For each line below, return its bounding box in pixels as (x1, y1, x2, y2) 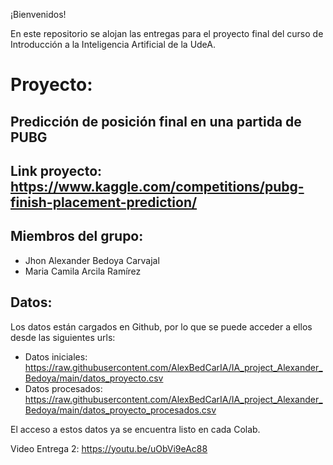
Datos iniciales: (24, 350, 88, 363)
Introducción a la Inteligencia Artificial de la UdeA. (10, 39, 217, 50)
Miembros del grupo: (10, 228, 144, 245)
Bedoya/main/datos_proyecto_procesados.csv (24, 404, 217, 416)
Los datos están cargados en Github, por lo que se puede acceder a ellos (10, 320, 313, 333)
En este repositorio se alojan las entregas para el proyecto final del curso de (10, 28, 324, 39)
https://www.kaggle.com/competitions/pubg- (10, 178, 305, 195)
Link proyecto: (10, 162, 103, 179)
